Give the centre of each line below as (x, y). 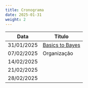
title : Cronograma (25, 10)
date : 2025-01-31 (24, 15)
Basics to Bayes (61, 45)
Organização (58, 53)
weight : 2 (16, 19)
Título (62, 37)
